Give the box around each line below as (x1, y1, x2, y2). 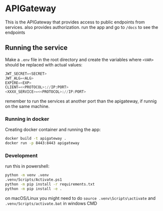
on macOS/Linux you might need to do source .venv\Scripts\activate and (5, 195, 156, 201)
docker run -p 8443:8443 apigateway (5, 141, 80, 146)
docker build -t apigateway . (5, 136, 67, 141)
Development (5, 152, 38, 159)
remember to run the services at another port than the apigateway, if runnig (5, 98, 157, 104)
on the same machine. (5, 104, 50, 109)
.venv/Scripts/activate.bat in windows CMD (5, 200, 98, 206)
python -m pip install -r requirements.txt (5, 182, 95, 187)
